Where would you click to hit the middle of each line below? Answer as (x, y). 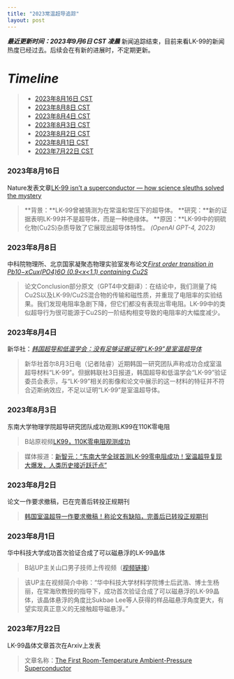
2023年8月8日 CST (63, 107)
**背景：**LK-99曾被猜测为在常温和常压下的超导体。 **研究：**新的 (123, 210)
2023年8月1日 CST (62, 142)
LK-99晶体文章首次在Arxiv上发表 (54, 645)
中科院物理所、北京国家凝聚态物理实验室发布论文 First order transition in (110, 264)
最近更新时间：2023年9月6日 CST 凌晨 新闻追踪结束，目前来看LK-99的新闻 (116, 41)
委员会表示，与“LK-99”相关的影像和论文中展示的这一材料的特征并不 (121, 381)
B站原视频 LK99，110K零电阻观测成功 (77, 441)
